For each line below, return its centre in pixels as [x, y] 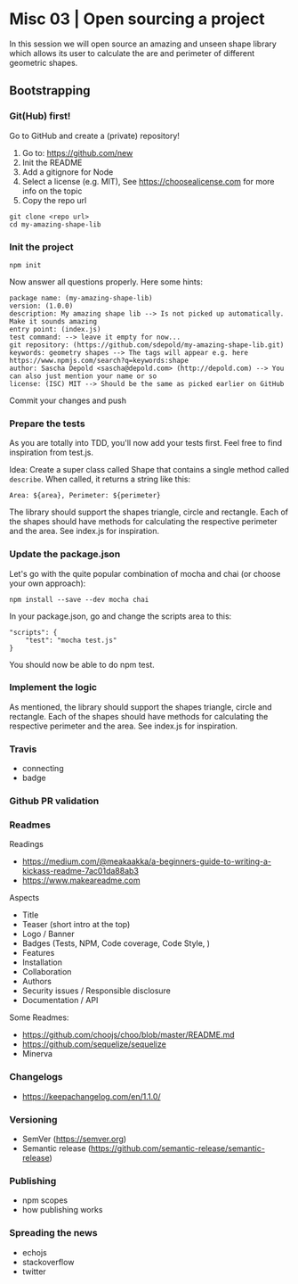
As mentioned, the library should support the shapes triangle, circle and [141, 707]
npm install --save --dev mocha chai [79, 599]
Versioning [33, 1119]
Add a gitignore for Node [68, 172]
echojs [34, 1252]
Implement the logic [53, 687]
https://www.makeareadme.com [81, 881]
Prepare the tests [48, 424]
